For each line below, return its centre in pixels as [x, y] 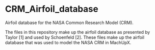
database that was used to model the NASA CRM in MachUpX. [68, 42]
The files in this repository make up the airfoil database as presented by [78, 32]
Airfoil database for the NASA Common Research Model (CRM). [69, 23]
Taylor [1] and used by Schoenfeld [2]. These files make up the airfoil [75, 37]
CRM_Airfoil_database [52, 9]
